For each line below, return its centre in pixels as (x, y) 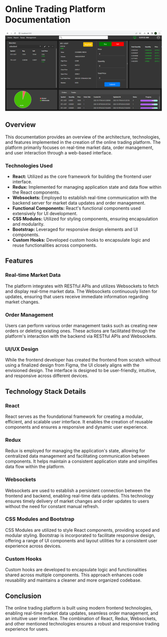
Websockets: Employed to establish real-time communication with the (84, 197)
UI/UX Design (22, 349)
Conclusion (23, 596)
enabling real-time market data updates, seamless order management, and (82, 613)
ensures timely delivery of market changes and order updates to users (77, 501)
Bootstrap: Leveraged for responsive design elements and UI (75, 229)
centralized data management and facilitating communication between (77, 456)
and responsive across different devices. (47, 376)
